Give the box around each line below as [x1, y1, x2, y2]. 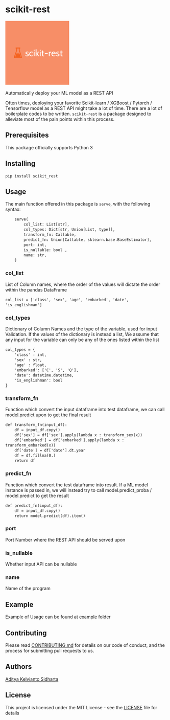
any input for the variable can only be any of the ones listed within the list [5, 336, 159, 343]
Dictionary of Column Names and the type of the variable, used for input [5, 326, 157, 332]
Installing [5, 160, 36, 168]
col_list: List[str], [23, 222, 70, 227]
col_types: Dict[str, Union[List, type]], [23, 227, 115, 232]
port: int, [23, 242, 47, 247]
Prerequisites [5, 131, 49, 140]
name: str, [23, 253, 47, 258]
